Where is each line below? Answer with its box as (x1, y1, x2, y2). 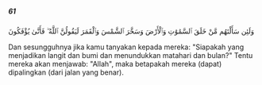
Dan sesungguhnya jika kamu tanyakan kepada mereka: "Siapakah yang (8, 42, 245, 52)
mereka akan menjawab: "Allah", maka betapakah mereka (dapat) (8, 59, 222, 68)
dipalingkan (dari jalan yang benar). (8, 68, 125, 77)
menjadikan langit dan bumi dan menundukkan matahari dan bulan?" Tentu (8, 50, 253, 60)
